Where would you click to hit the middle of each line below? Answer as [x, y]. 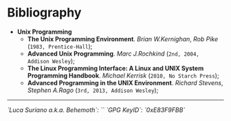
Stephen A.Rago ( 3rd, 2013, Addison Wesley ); [93, 90]
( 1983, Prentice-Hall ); [60, 46]
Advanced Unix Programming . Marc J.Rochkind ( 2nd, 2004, [113, 54]
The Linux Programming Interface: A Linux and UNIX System [115, 68]
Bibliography [44, 13]
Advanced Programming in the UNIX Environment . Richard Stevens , [125, 82]
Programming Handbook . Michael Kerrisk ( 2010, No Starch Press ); [123, 75]
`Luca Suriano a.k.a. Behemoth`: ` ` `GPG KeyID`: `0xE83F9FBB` [96, 110]
